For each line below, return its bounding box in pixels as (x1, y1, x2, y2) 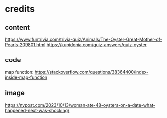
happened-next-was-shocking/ (5, 107, 70, 113)
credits (5, 3, 35, 15)
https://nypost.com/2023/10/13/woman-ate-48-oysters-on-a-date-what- (5, 102, 156, 108)
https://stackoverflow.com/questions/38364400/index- (34, 69, 149, 75)
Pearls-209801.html (5, 42, 46, 48)
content (5, 23, 30, 32)
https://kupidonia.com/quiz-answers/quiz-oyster (46, 42, 147, 48)
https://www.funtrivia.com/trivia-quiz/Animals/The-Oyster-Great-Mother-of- (5, 36, 162, 42)
